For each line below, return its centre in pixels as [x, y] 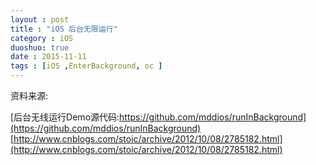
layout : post [40, 19]
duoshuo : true [40, 47]
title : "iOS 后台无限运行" [64, 29]
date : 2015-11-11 [48, 57]
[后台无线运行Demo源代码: [65, 117]
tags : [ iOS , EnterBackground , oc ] [86, 66]
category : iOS [42, 38]
